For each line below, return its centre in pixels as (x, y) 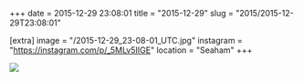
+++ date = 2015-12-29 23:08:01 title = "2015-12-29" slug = (122, 13)
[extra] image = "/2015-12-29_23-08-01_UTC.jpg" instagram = (126, 40)
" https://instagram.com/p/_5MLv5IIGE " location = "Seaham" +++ (131, 50)
